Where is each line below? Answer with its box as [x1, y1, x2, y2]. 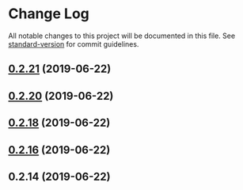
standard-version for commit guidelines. [8, 39, 139, 48]
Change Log [8, 5, 89, 23]
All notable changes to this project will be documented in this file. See [8, 31, 236, 40]
